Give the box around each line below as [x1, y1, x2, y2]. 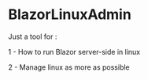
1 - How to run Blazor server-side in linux [8, 47, 141, 56]
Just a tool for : [8, 32, 57, 41]
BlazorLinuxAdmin [8, 6, 131, 24]
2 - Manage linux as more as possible [8, 62, 130, 72]
